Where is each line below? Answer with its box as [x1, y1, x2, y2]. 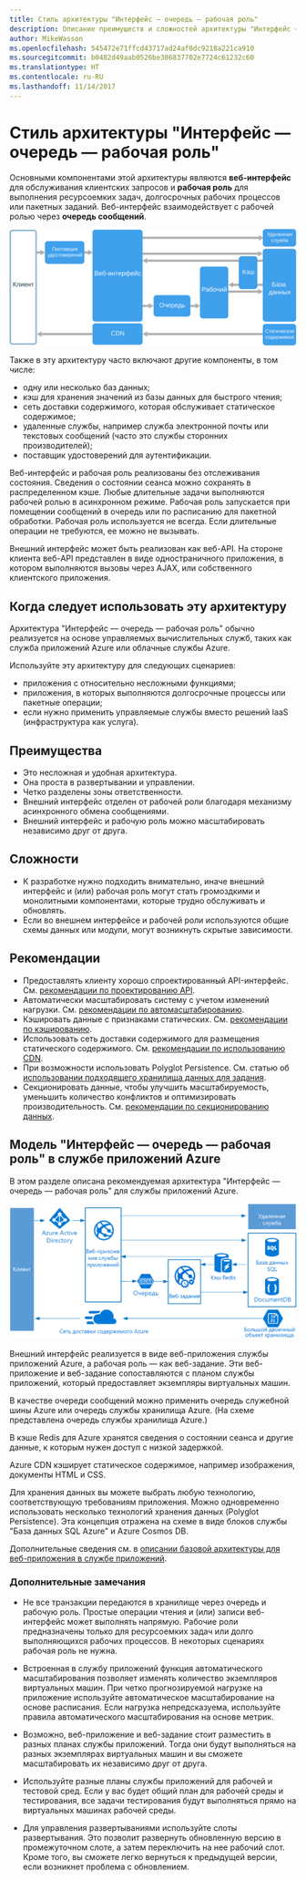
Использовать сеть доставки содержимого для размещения [22, 1033, 260, 1044]
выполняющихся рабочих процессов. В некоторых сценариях [22, 1635, 265, 1646]
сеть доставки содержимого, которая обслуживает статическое [22, 401, 276, 412]
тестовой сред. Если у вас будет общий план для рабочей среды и [22, 1785, 284, 1796]
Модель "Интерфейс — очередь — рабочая [9, 1137, 271, 1152]
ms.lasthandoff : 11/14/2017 [9, 82, 117, 91]
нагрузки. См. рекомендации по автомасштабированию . [22, 1004, 244, 1015]
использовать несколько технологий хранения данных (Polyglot [9, 1506, 260, 1517]
